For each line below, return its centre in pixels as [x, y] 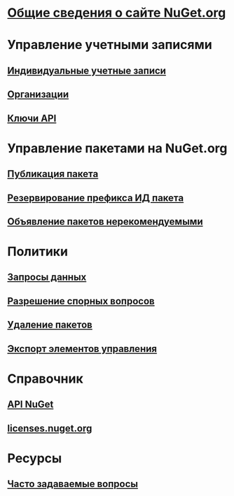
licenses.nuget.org [50, 428]
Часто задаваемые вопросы [73, 484]
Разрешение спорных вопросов [81, 301]
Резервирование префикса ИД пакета [96, 198]
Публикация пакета [53, 174]
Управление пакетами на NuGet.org [117, 148]
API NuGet [30, 405]
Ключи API [32, 118]
